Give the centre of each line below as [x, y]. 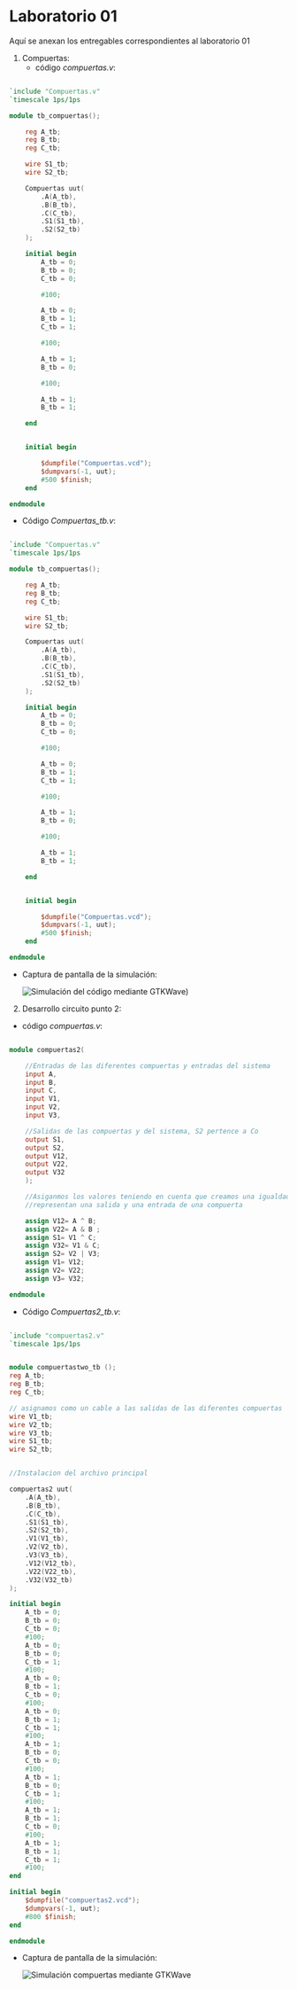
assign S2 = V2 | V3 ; [63, 1254]
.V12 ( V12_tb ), [51, 1563]
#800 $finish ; [51, 1916]
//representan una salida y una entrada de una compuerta [134, 1205]
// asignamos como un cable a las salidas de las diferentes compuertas [146, 1408]
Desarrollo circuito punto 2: [72, 1009]
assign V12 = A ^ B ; [61, 1221]
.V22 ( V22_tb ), [51, 1572]
